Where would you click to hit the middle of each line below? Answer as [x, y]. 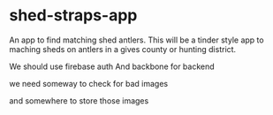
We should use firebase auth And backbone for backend [112, 66]
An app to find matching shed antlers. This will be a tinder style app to [136, 40]
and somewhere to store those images [79, 100]
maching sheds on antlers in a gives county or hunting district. [123, 49]
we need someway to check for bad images [89, 83]
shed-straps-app [73, 15]
